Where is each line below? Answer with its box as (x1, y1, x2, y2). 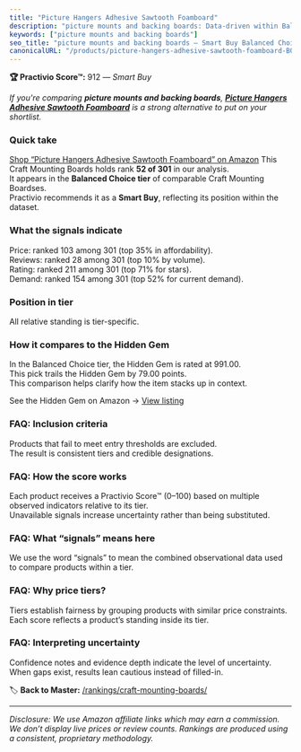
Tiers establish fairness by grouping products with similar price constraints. (9, 605, 288, 616)
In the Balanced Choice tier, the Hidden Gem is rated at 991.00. (9, 359, 242, 370)
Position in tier (9, 295, 73, 308)
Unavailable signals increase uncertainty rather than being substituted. (9, 509, 271, 520)
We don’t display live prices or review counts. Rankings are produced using (9, 723, 288, 734)
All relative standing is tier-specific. (9, 316, 140, 328)
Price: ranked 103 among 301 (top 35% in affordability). (9, 244, 213, 256)
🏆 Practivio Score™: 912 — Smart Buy (9, 72, 152, 83)
